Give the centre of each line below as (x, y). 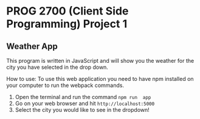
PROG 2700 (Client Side (67, 11)
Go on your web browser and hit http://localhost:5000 (85, 103)
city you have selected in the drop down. (57, 67)
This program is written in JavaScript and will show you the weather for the (100, 61)
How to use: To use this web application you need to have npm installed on (100, 79)
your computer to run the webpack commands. (65, 85)
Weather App (32, 46)
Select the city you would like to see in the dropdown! (82, 110)
